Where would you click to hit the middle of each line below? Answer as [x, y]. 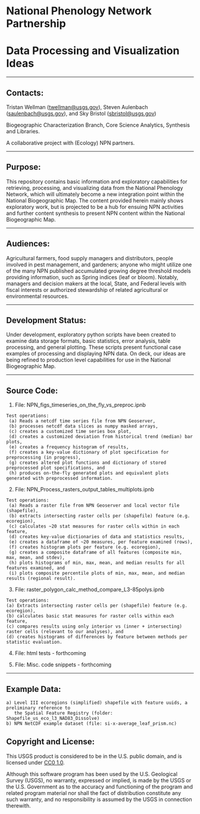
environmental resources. [37, 296]
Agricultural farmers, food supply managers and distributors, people [90, 258]
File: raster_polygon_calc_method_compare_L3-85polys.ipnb [90, 590]
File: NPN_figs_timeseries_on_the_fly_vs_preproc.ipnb [80, 405]
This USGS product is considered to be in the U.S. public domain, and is [94, 756]
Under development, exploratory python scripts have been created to [91, 335]
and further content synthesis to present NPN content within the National [96, 213]
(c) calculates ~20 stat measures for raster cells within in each [94, 526]
